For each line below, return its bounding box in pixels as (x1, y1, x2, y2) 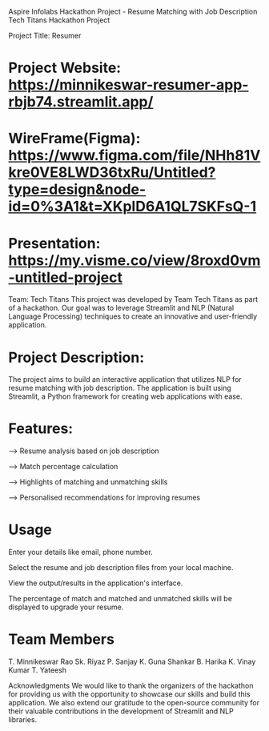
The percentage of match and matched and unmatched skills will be (8, 594, 232, 604)
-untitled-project (8, 268, 122, 287)
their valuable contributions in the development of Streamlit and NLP (8, 706, 234, 716)
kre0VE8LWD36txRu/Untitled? (8, 163, 216, 182)
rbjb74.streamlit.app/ (8, 93, 154, 111)
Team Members (8, 630, 114, 649)
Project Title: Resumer (8, 31, 82, 40)
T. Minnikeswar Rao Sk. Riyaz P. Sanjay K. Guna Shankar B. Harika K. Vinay (8, 657, 256, 667)
